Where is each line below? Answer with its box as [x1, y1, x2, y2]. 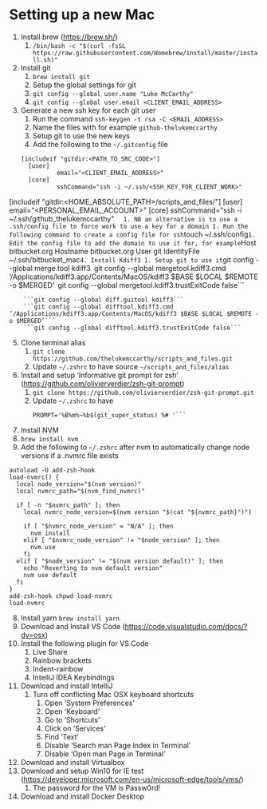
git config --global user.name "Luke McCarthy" [32, 90, 194, 98]
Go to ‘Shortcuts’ [44, 715, 100, 724]
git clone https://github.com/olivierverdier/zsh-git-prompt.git [32, 389, 254, 397]
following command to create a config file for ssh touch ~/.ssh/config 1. [9, 229, 256, 239]
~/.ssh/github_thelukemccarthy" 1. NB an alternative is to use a [9, 213, 238, 223]
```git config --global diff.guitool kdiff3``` [23, 296, 184, 304]
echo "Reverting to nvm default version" [23, 564, 163, 572]
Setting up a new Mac [9, 6, 155, 24]
